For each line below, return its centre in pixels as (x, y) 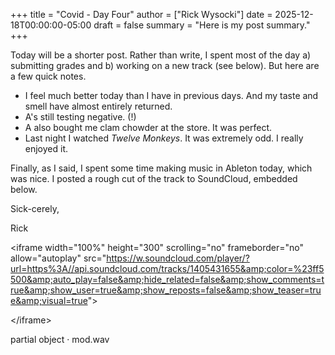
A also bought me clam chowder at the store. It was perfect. (148, 127)
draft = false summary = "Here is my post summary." (202, 25)
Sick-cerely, (35, 208)
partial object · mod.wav (60, 339)
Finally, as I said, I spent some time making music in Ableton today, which (161, 168)
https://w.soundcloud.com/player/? (178, 258)
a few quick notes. (48, 76)
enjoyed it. (46, 148)
